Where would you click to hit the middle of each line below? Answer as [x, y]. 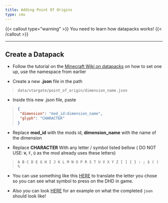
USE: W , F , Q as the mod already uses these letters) [64, 152]
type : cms [15, 14]
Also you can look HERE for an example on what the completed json [82, 190]
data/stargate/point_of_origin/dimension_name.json [72, 90]
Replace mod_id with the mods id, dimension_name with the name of [84, 132]
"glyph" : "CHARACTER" [42, 118]
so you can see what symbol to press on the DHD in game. [73, 181]
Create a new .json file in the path [47, 81]
